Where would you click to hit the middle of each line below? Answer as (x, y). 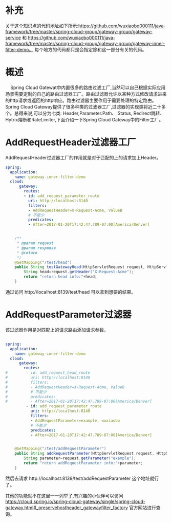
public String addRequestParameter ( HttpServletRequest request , (84, 454)
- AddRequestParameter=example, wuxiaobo (75, 420)
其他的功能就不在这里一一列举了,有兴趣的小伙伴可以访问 (64, 496)
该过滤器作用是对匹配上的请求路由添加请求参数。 (57, 330)
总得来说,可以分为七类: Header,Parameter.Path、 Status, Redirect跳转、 (89, 113)
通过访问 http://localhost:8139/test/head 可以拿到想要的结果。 (71, 292)
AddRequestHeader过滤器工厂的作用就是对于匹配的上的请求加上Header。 (83, 157)
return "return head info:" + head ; (60, 277)
